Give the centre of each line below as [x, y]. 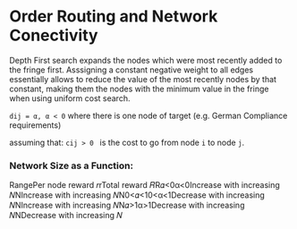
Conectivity [54, 35]
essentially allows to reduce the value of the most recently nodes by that [143, 79]
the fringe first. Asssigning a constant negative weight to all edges [132, 70]
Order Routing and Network [114, 17]
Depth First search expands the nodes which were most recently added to [146, 60]
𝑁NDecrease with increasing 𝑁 [66, 216]
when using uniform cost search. [70, 98]
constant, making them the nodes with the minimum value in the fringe [139, 89]
